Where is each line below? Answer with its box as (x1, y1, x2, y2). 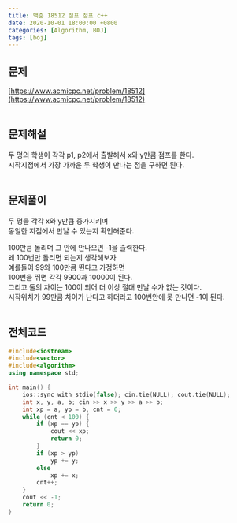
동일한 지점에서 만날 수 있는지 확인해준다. (8, 226, 135, 235)
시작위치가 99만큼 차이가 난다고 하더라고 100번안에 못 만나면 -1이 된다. (8, 292, 226, 301)
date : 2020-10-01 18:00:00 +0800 (8, 19, 118, 27)
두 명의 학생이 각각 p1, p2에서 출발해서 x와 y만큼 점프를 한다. (8, 150, 194, 159)
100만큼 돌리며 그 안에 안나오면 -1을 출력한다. (8, 242, 148, 252)
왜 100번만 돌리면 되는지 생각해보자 (8, 252, 117, 262)
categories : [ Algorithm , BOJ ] (8, 26, 108, 34)
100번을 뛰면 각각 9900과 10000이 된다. (8, 272, 132, 282)
